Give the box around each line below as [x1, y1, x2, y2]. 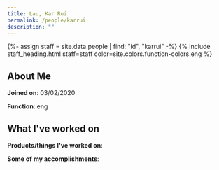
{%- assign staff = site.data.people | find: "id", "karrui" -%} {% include [7, 43, 211, 51]
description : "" [7, 23, 55, 30]
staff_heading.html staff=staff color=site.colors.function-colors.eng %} [7, 50, 213, 58]
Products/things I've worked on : [7, 141, 103, 149]
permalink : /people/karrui [7, 17, 86, 24]
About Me [7, 70, 51, 82]
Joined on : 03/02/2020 [7, 89, 76, 97]
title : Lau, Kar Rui [7, 10, 68, 17]
